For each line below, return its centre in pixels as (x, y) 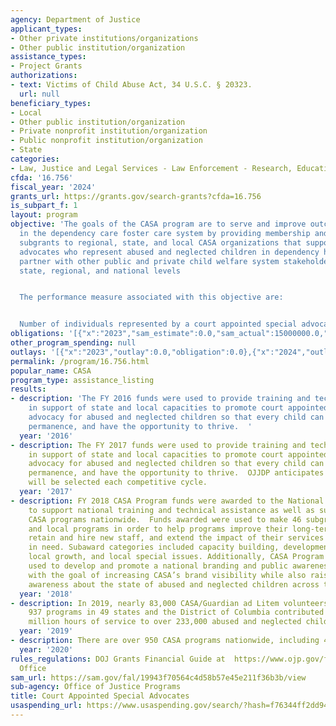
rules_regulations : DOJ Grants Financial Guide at (118, 659)
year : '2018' (46, 594)
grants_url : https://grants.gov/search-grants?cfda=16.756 (136, 196)
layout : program (44, 215)
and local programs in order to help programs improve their (158, 529)
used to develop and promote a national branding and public (158, 566)
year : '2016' (46, 436)
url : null (39, 94)
